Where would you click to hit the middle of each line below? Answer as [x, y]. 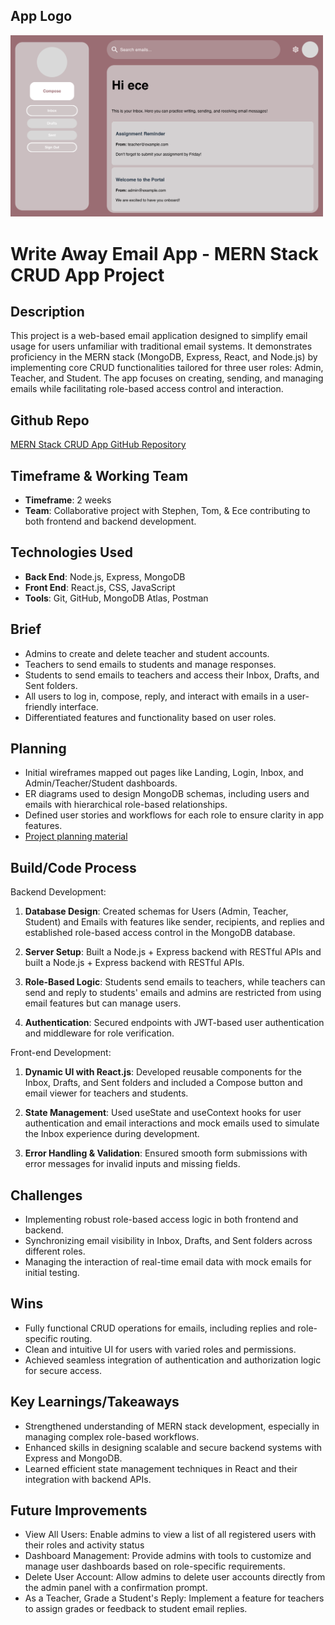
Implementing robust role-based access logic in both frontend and [161, 1220]
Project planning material [76, 836]
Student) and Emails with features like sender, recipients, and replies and [174, 922]
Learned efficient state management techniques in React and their [161, 1468]
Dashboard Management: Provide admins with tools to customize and [168, 1556]
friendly [41, 706]
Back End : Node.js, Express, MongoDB [105, 576]
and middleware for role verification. [99, 1033]
